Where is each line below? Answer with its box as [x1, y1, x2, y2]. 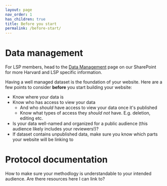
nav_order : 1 [5, 12, 32, 17]
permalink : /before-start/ [5, 26, 61, 31]
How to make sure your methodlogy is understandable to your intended [5, 170, 152, 176]
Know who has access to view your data [12, 99, 96, 105]
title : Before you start [5, 21, 57, 26]
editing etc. [19, 115, 43, 121]
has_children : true [5, 16, 46, 21]
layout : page [5, 7, 32, 12]
